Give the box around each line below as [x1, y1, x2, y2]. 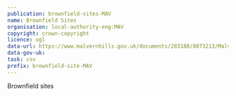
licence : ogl [7, 36, 46, 43]
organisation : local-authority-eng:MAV [7, 23, 124, 30]
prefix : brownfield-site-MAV [7, 62, 93, 69]
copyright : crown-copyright [7, 29, 90, 37]
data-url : [7, 43, 37, 50]
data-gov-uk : [7, 50, 46, 57]
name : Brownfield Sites [7, 17, 77, 24]
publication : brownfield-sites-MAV [7, 10, 112, 18]
